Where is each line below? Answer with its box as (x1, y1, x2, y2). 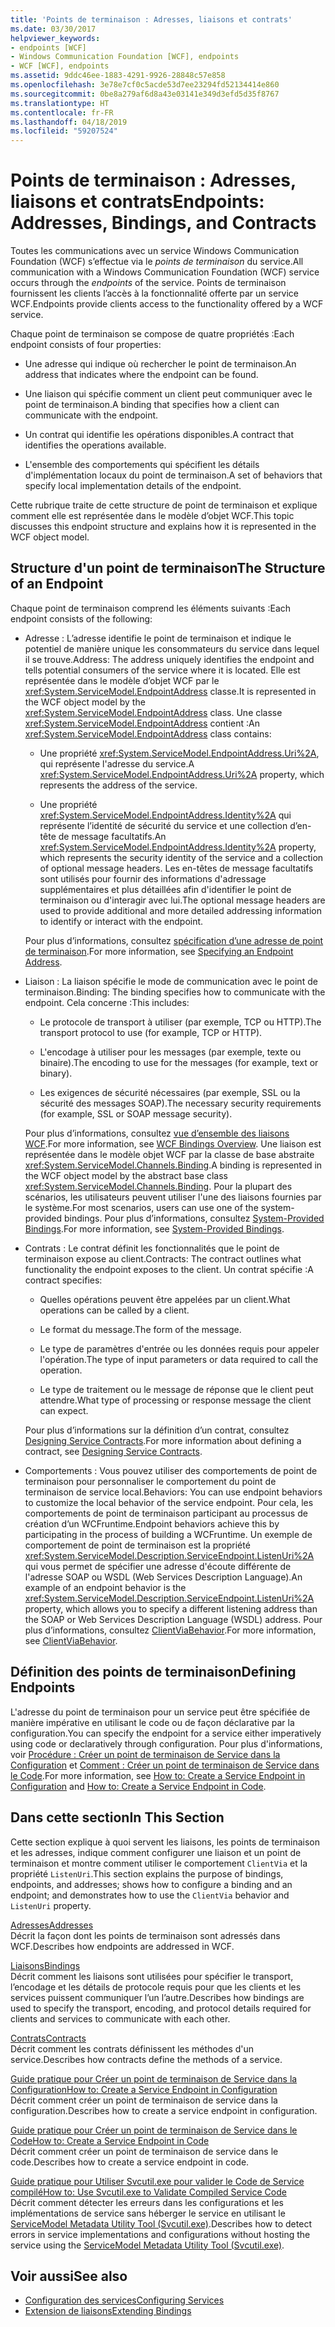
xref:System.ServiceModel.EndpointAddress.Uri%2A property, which (39, 768, 325, 780)
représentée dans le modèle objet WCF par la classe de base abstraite (24, 1148, 315, 1160)
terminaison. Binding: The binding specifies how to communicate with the (24, 986, 326, 998)
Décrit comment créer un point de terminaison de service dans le (10, 2145, 279, 2157)
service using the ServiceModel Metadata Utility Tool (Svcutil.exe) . (10, 2239, 285, 2251)
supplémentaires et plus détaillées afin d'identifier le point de (39, 883, 292, 895)
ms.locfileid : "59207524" (10, 126, 118, 136)
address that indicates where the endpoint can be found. (24, 369, 259, 381)
